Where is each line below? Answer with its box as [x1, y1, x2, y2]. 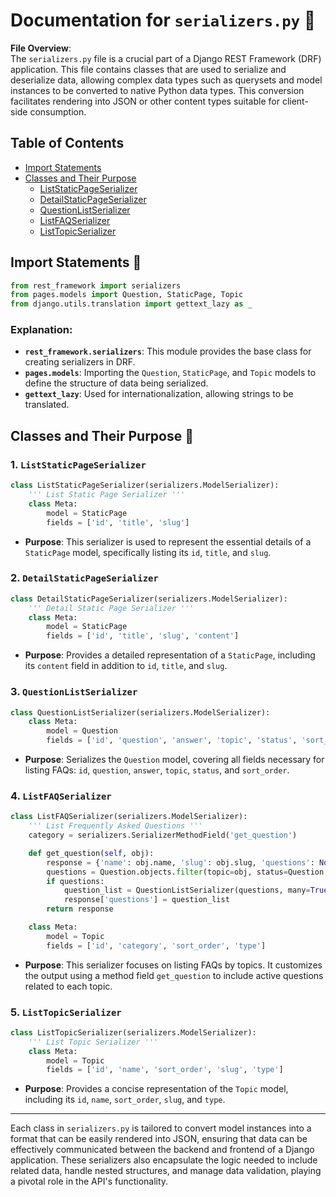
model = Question [46, 726, 118, 736]
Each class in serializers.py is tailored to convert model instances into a [10, 1122, 312, 1134]
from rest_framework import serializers [10, 280, 182, 291]
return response [46, 904, 114, 914]
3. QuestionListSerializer [10, 685, 138, 699]
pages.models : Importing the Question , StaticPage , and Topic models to [24, 367, 317, 379]
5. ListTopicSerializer [10, 1005, 122, 1019]
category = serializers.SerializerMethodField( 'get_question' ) [28, 830, 298, 841]
